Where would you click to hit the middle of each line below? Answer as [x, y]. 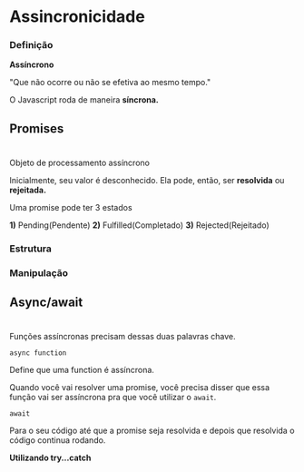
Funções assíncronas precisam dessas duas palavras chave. [123, 337]
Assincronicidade [77, 17]
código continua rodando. [58, 440]
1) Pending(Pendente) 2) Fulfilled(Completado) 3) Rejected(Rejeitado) [139, 225]
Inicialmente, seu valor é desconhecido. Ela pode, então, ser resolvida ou [147, 181]
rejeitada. [28, 190]
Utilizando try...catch [50, 458]
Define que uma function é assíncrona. [82, 370]
